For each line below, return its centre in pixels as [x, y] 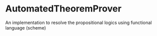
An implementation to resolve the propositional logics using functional [78, 22]
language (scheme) [26, 27]
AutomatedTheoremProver [63, 9]
